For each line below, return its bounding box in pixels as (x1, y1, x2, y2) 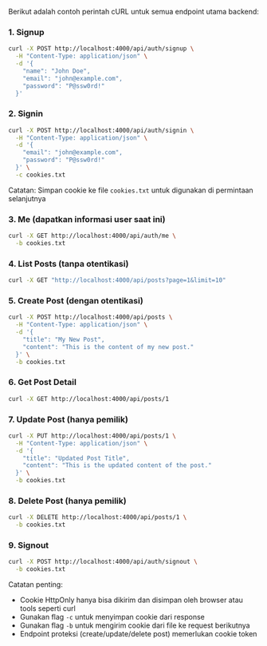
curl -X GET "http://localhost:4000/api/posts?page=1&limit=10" (8, 276, 226, 284)
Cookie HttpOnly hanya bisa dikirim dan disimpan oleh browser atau (19, 595, 243, 605)
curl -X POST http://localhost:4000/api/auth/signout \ (8, 558, 198, 566)
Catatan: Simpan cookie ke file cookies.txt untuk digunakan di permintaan (8, 185, 253, 195)
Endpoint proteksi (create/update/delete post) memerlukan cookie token (19, 629, 257, 639)
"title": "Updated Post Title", (22, 454, 130, 462)
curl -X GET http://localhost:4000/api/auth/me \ (8, 232, 177, 240)
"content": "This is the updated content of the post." (22, 462, 213, 470)
